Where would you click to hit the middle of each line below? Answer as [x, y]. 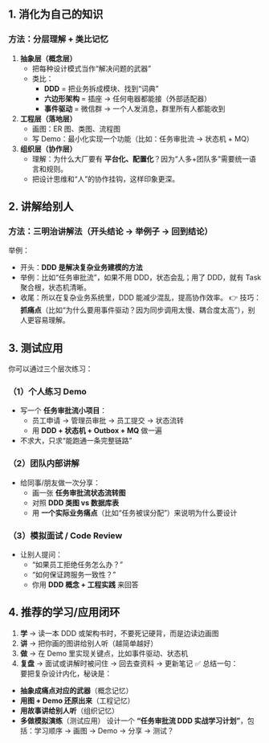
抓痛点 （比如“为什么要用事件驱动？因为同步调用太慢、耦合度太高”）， [134, 310]
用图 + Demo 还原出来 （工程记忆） [77, 700]
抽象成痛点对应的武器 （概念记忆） [76, 690]
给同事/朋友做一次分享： [60, 482]
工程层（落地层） [48, 118]
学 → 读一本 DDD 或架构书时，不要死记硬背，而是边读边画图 [119, 633]
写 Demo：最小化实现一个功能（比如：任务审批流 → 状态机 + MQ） [143, 138]
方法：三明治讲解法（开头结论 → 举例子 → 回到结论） [110, 231]
